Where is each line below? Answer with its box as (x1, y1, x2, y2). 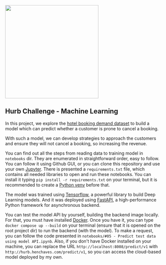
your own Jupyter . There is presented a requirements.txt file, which (5, 166, 145, 172)
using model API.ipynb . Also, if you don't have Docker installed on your (5, 238, 152, 244)
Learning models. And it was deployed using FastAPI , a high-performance (5, 196, 157, 203)
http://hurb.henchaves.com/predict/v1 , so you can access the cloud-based (5, 249, 162, 255)
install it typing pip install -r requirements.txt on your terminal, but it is (5, 177, 158, 182)
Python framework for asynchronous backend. (5, 202, 101, 208)
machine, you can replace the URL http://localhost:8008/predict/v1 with (5, 243, 158, 249)
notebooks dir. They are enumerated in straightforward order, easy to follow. (5, 155, 160, 161)
